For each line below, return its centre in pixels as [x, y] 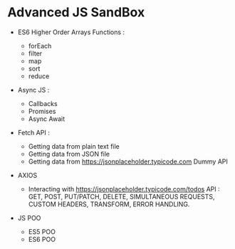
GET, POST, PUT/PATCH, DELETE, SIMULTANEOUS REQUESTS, [121, 196]
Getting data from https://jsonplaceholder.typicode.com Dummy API [128, 161]
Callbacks [43, 103]
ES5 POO [42, 231]
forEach [40, 46]
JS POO [29, 218]
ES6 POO [42, 239]
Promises [42, 111]
